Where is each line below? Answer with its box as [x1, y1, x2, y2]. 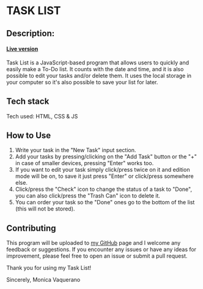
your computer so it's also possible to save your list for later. [6, 78, 158, 86]
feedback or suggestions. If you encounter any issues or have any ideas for [6, 246, 197, 253]
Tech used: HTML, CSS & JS [6, 112, 78, 120]
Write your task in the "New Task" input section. [15, 147, 136, 154]
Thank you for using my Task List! [6, 264, 92, 272]
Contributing [6, 223, 56, 233]
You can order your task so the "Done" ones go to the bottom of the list [15, 199, 195, 206]
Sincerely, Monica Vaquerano [6, 276, 81, 283]
